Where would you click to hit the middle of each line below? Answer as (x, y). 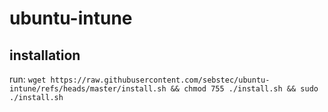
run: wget (28, 79)
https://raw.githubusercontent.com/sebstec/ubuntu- (160, 80)
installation (45, 55)
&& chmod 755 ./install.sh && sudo (244, 89)
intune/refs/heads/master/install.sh (88, 89)
